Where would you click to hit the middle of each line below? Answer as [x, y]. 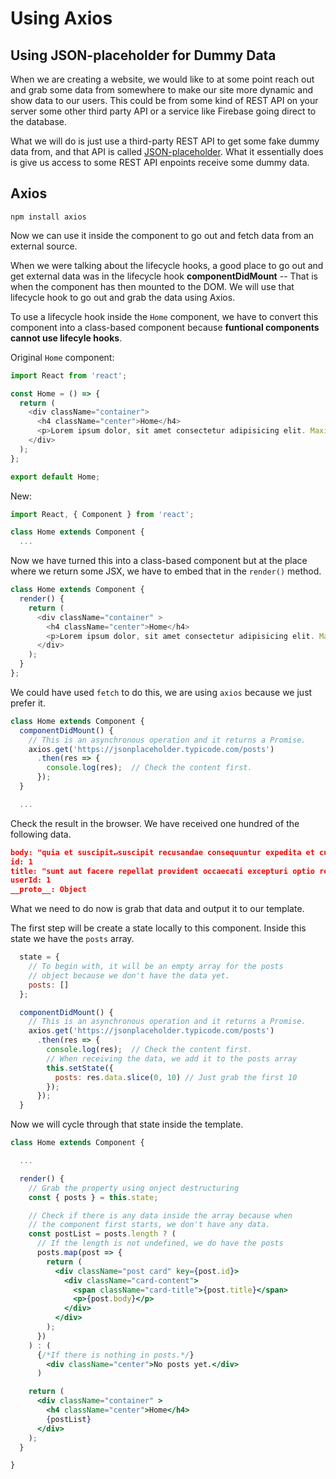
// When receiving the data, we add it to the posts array [172, 1058]
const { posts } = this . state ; [93, 1197]
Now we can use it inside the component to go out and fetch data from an [162, 235]
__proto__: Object [48, 890]
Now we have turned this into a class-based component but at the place [159, 561]
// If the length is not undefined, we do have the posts [160, 1243]
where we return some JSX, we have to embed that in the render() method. [166, 571]
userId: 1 [31, 880]
